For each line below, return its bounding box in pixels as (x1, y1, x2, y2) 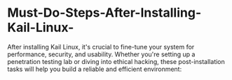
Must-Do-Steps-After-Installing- (7, 5, 202, 21)
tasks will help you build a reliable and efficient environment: (7, 65, 182, 73)
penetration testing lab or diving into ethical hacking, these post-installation (7, 57, 226, 65)
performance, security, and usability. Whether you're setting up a (7, 50, 196, 58)
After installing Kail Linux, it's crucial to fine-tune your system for (7, 42, 195, 51)
